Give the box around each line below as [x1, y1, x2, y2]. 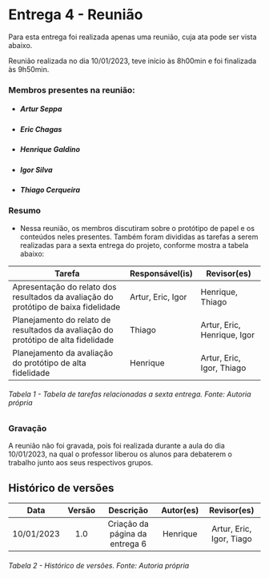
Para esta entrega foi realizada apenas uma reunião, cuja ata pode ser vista [8, 32, 258, 42]
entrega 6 [110, 538, 147, 549]
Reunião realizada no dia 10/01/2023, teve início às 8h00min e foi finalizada [8, 56, 257, 66]
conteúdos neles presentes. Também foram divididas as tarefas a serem [19, 232, 259, 241]
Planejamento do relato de [12, 314, 111, 325]
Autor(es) [161, 505, 199, 516]
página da [109, 528, 147, 540]
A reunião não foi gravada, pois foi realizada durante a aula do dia [8, 441, 226, 451]
